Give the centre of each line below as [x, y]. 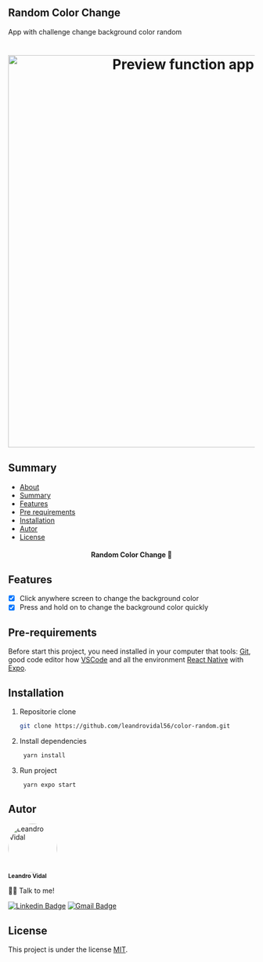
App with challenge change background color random [95, 31]
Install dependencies [53, 741]
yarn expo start [50, 785]
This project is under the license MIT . [68, 949]
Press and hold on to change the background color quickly [114, 607]
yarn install [44, 755]
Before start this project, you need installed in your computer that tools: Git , [130, 651]
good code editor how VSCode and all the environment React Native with [126, 660]
